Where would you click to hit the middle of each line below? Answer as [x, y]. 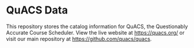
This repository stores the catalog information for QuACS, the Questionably [97, 26]
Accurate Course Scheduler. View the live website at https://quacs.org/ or [96, 32]
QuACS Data [37, 10]
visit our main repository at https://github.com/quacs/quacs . [79, 39]
